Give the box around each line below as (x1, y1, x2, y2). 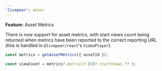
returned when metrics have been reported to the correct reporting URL (5, 37, 157, 43)
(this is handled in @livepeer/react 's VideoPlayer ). (5, 42, 112, 49)
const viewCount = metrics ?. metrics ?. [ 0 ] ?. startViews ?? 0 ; (5, 61, 137, 66)
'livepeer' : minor (5, 7, 45, 13)
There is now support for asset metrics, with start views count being (5, 31, 150, 37)
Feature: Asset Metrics (5, 21, 54, 28)
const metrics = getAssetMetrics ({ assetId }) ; (5, 52, 109, 57)
